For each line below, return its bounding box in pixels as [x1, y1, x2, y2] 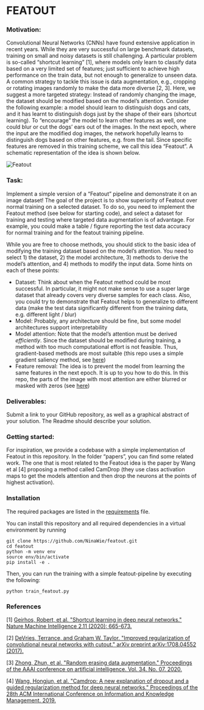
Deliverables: [6, 397, 47, 406]
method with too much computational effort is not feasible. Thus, [15, 343, 178, 350]
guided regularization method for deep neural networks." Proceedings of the [6, 683, 199, 691]
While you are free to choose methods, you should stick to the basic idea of [6, 241, 196, 248]
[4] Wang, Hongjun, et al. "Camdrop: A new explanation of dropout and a [6, 677, 189, 684]
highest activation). [6, 479, 55, 486]
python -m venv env [6, 549, 56, 555]
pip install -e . [6, 559, 51, 565]
